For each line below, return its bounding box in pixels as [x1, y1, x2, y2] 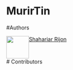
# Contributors [6, 58, 43, 65]
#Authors [6, 24, 30, 31]
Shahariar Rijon [29, 35, 67, 42]
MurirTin [6, 4, 51, 18]
